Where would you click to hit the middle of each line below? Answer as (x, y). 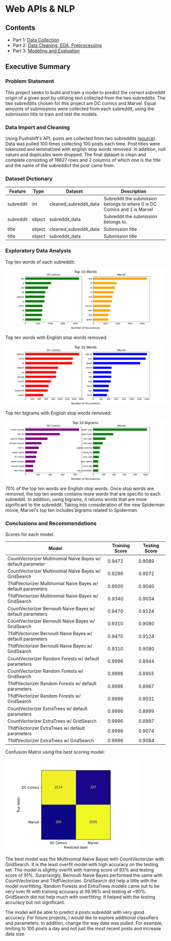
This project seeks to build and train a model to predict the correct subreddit (85, 92)
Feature (18, 191)
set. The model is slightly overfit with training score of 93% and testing (80, 870)
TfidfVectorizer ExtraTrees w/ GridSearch (51, 741)
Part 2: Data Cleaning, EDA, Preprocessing (57, 45)
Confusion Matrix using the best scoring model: (55, 752)
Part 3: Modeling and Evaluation (46, 51)
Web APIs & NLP (40, 9)
